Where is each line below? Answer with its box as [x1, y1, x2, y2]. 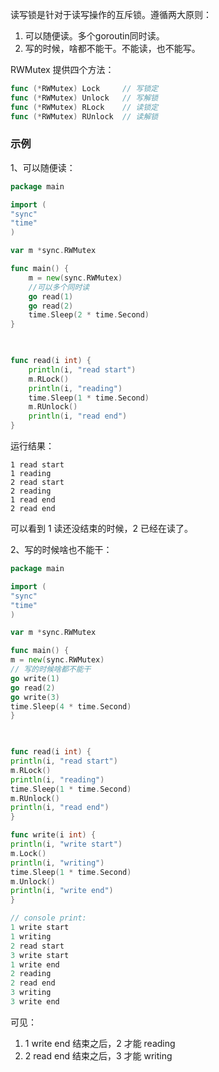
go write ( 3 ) [10, 692, 60, 702]
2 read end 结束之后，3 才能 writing [24, 1049, 173, 1062]
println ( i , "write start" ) [10, 839, 123, 850]
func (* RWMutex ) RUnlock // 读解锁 [10, 111, 159, 122]
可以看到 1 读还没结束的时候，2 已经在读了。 [10, 523, 194, 535]
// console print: [10, 913, 87, 923]
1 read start [10, 460, 65, 470]
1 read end [10, 495, 56, 505]
